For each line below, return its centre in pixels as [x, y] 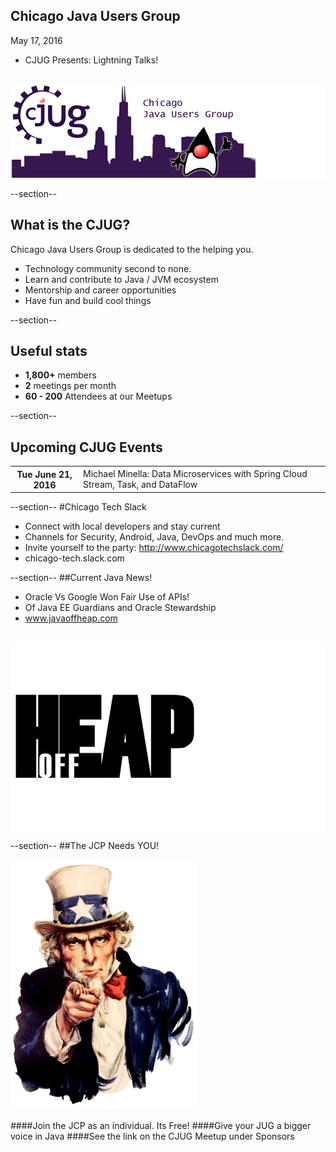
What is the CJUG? [70, 225]
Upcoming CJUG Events [86, 447]
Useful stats [49, 351]
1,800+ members [60, 375]
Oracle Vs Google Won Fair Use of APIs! [107, 597]
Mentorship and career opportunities [100, 290]
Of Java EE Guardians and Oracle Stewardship [120, 608]
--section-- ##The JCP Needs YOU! [85, 846]
